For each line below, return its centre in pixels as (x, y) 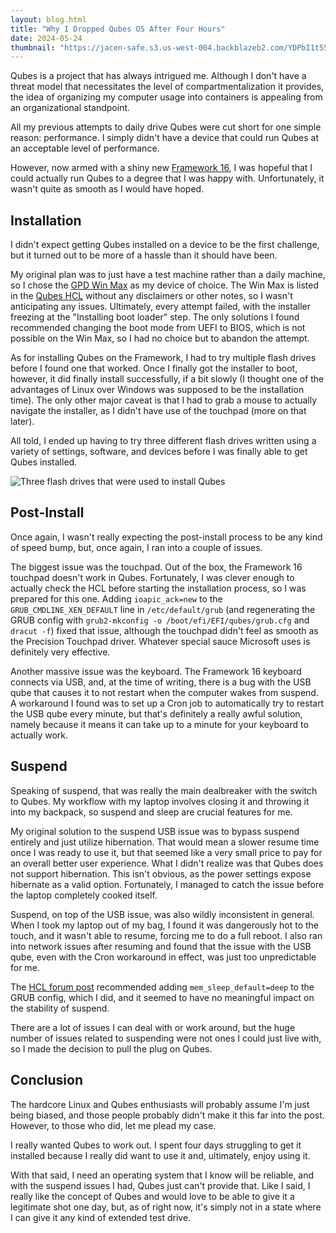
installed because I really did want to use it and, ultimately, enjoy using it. (160, 1155)
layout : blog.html (48, 19)
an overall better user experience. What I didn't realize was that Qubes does (167, 863)
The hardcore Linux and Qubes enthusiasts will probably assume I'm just (160, 1104)
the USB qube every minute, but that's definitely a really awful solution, (156, 713)
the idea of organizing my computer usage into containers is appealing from (166, 97)
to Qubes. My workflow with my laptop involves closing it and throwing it (160, 801)
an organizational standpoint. (70, 108)
